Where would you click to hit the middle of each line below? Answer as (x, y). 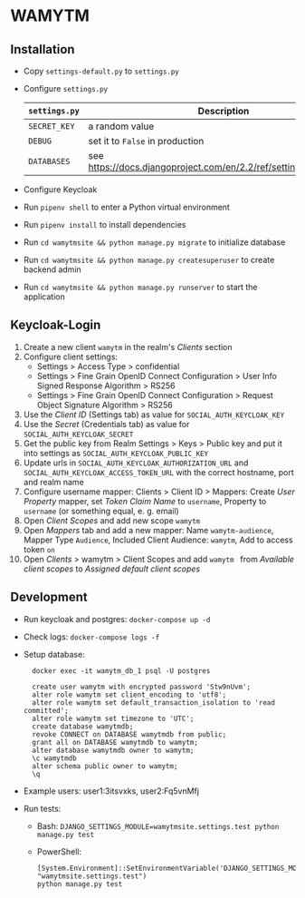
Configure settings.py (66, 88)
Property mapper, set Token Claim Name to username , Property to (145, 501)
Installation (43, 49)
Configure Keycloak (60, 190)
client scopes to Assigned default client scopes (112, 569)
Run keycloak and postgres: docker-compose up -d (117, 619)
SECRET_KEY (51, 127)
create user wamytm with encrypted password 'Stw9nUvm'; (142, 687)
